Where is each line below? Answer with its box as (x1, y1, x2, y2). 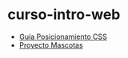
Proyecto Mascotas (18, 40, 83, 49)
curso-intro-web (7, 6, 121, 24)
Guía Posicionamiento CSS (18, 32, 107, 41)
